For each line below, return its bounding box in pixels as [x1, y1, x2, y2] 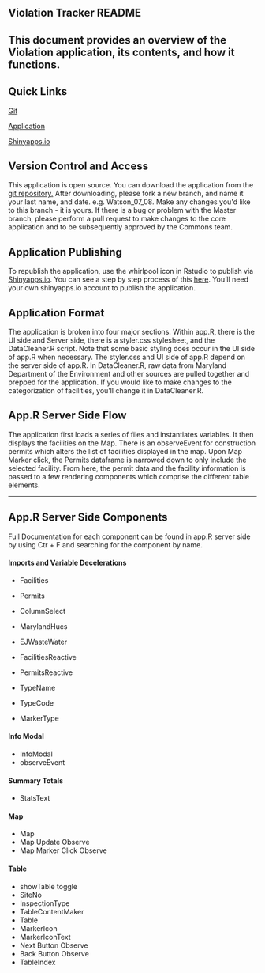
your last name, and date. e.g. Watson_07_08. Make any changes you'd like [8, 197, 251, 206]
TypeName [19, 683, 56, 692]
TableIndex [19, 957, 56, 967]
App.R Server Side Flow [8, 409, 127, 422]
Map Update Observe [19, 838, 90, 847]
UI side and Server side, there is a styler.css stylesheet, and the [8, 335, 215, 345]
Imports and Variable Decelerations [8, 558, 127, 568]
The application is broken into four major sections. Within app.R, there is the [8, 327, 255, 337]
